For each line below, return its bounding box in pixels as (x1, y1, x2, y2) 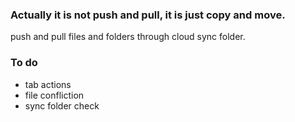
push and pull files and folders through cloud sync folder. (10, 31, 246, 43)
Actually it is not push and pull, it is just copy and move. (10, 8, 286, 22)
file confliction (24, 89, 85, 101)
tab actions (24, 78, 72, 90)
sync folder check (24, 99, 100, 112)
